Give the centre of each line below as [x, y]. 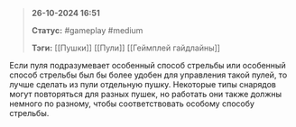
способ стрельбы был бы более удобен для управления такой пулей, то [148, 75]
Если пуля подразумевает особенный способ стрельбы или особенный [148, 65]
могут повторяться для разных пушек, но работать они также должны [146, 94]
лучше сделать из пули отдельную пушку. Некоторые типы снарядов [143, 84]
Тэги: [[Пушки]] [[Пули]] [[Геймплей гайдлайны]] [126, 48]
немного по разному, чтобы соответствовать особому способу [132, 104]
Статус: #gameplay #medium [87, 30]
